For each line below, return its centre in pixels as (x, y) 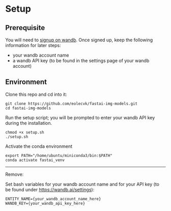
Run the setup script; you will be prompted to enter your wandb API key (80, 117)
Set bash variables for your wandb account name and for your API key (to (82, 184)
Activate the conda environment (39, 146)
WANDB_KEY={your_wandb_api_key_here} (45, 203)
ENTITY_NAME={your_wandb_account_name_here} (53, 199)
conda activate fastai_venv (35, 160)
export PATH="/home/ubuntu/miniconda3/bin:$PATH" (59, 155)
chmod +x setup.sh (25, 132)
